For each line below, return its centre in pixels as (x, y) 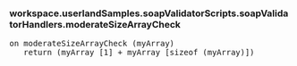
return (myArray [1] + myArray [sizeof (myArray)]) (139, 53)
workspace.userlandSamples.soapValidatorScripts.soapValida (149, 13)
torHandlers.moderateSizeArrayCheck (95, 24)
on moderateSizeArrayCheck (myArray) (92, 44)
